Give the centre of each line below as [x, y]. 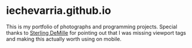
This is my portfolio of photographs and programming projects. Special [92, 27]
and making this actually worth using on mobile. [64, 39]
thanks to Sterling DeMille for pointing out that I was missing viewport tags [96, 32]
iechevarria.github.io [59, 11]
